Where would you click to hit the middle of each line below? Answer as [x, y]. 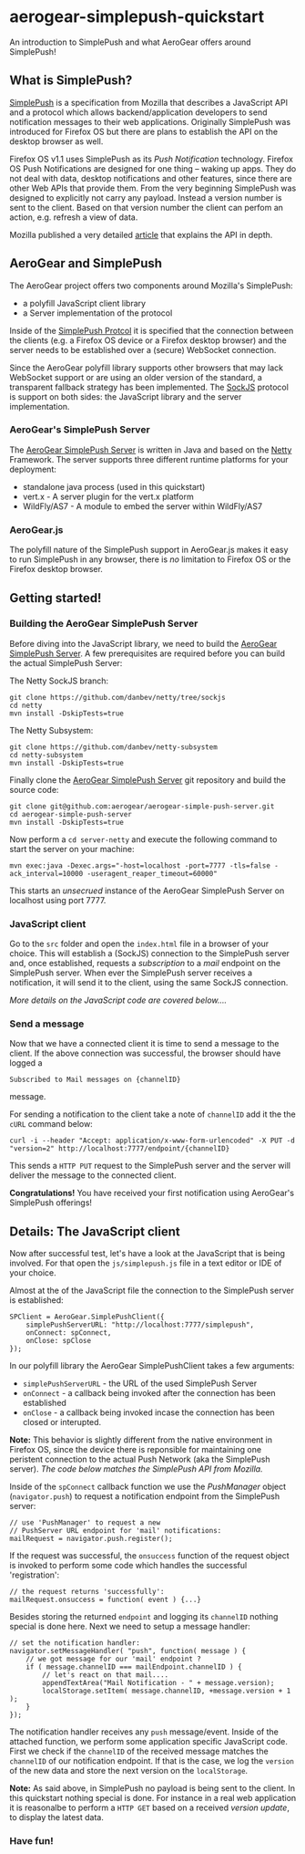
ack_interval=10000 [46, 873]
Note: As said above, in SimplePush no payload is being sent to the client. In [152, 1788]
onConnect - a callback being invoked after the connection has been [149, 1393]
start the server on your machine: [72, 849]
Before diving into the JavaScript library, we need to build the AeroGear [143, 643]
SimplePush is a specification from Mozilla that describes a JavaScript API [149, 102]
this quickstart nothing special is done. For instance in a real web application [153, 1798]
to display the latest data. [57, 1818]
